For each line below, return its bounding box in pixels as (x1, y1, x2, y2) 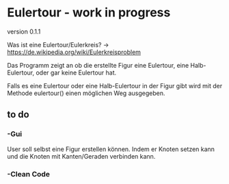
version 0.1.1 (7, 27, 41, 36)
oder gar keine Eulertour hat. (36, 68, 117, 77)
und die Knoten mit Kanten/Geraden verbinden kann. (7, 152, 156, 160)
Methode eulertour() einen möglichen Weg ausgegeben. (7, 89, 165, 97)
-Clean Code (7, 169, 50, 179)
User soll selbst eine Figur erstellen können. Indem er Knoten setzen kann (7, 145, 215, 153)
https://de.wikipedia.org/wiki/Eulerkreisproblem (7, 48, 142, 56)
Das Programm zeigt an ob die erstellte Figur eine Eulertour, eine (7, 61, 189, 69)
